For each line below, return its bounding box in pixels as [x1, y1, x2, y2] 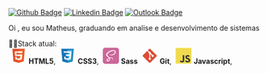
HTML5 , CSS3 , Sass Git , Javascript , [27, 56, 232, 66]
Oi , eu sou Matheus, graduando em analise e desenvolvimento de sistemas [8, 23, 260, 32]
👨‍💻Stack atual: [8, 39, 57, 48]
